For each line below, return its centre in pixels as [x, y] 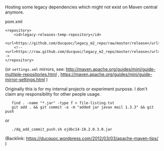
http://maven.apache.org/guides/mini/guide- [111, 69]
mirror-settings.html [25, 79]
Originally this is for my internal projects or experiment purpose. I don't [76, 89]
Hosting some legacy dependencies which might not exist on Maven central [81, 7]
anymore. [15, 12]
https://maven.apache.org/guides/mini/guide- [106, 74]
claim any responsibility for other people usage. [53, 94]
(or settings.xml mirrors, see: [35, 69]
